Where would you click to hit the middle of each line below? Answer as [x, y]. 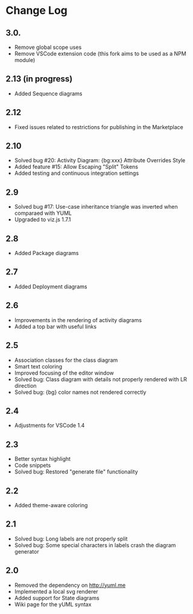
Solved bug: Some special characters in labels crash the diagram [95, 545]
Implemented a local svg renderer [56, 591]
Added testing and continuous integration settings [77, 173]
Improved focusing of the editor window [64, 373]
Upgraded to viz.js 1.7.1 [43, 220]
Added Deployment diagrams [51, 286]
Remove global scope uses [48, 47]
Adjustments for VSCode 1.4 [49, 425]
